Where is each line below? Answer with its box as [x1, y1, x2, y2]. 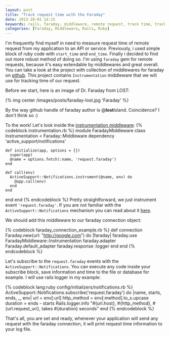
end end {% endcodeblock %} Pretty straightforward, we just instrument [5, 197, 157, 203]
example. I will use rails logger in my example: [5, 274, 101, 280]
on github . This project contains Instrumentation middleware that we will [5, 72, 157, 78]
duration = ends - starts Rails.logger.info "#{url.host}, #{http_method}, [5, 300, 152, 306]
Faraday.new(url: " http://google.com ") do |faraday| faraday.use [5, 232, 138, 238]
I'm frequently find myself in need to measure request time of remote [5, 40, 149, 46]
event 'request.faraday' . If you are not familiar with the [5, 202, 121, 208]
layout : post [5, 7, 33, 13]
